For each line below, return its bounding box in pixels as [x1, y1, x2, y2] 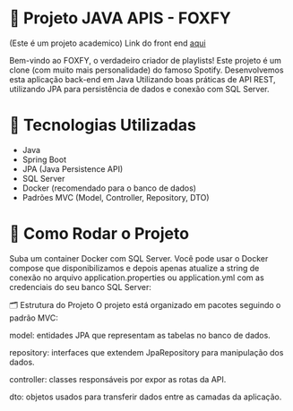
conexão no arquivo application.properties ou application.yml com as [9, 272, 264, 283]
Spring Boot [22, 154, 67, 165]
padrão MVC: [9, 313, 58, 323]
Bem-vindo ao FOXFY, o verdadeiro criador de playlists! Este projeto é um [9, 55, 282, 65]
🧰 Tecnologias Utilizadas [9, 116, 197, 135]
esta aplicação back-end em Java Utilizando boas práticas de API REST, [9, 73, 276, 84]
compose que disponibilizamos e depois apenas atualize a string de [9, 262, 260, 273]
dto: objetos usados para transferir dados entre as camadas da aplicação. [9, 391, 282, 402]
